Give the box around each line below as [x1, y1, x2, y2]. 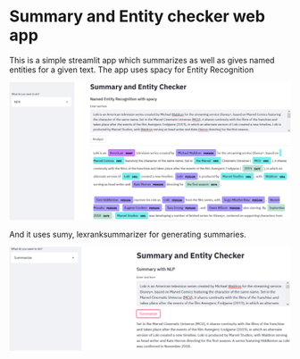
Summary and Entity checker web [9, 6, 266, 27]
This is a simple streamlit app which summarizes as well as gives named [9, 54, 275, 65]
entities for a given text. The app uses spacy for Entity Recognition [9, 64, 254, 75]
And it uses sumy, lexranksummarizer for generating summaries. [9, 229, 247, 239]
